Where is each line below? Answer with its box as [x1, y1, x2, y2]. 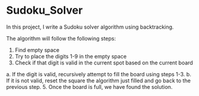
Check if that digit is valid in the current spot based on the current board [14, 59, 193, 66]
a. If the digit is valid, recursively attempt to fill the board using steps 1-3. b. [6, 70, 191, 78]
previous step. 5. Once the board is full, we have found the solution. [6, 83, 173, 90]
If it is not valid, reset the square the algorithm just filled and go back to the [6, 77, 191, 84]
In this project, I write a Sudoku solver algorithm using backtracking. [6, 23, 174, 30]
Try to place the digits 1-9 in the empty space [14, 52, 127, 60]
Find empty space [14, 46, 60, 54]
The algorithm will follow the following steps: [6, 35, 117, 42]
